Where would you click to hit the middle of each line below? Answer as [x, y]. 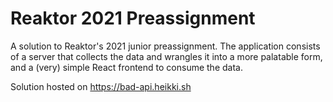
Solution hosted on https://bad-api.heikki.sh [101, 86]
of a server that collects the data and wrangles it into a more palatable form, [166, 56]
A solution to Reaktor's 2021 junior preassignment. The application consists [165, 46]
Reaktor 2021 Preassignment [133, 18]
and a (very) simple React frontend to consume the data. [126, 67]
